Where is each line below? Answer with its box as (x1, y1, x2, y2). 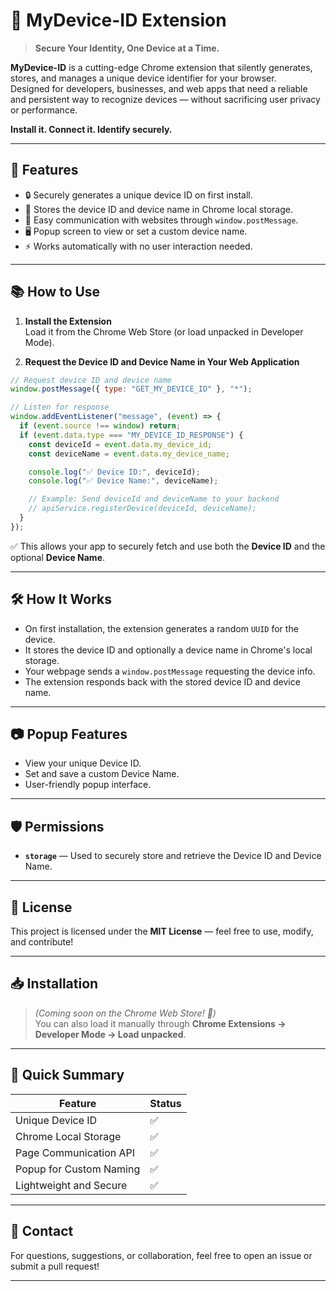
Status (149, 1096, 182, 1110)
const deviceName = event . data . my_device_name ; (28, 449, 230, 459)
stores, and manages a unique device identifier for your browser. (10, 72, 277, 84)
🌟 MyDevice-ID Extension (10, 9, 227, 32)
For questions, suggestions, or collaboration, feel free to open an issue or (10, 1249, 313, 1261)
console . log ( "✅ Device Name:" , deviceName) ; (28, 476, 219, 486)
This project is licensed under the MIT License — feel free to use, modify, (10, 925, 314, 938)
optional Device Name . (10, 551, 106, 563)
